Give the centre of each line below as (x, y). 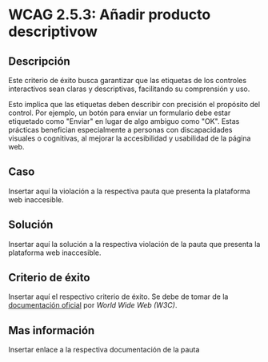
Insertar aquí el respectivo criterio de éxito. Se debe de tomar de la (118, 296)
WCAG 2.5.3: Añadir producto (110, 15)
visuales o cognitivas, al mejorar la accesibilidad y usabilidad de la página (130, 138)
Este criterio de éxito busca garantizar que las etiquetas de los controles (127, 80)
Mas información (52, 330)
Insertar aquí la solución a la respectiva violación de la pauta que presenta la (134, 244)
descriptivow (53, 32)
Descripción (39, 61)
